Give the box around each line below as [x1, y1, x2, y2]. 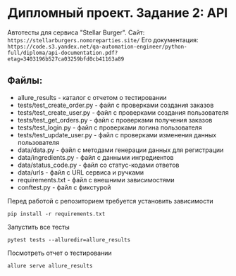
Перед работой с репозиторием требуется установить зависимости [7, 196, 213, 205]
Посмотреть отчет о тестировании [7, 249, 112, 257]
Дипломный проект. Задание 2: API [7, 5, 228, 21]
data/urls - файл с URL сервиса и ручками [17, 168, 144, 177]
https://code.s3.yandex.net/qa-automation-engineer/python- [7, 43, 188, 50]
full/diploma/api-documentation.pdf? [7, 49, 118, 56]
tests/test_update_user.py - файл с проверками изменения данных [17, 130, 217, 139]
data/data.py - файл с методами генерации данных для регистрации [17, 146, 224, 154]
